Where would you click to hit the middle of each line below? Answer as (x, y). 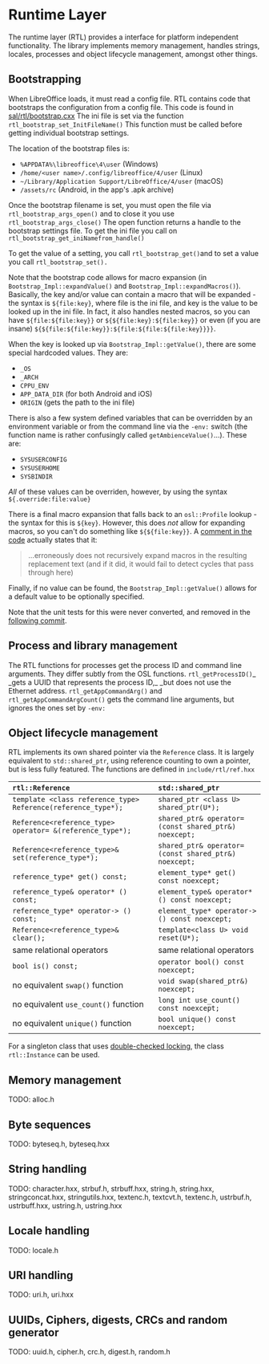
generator (34, 1332)
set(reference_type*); (55, 858)
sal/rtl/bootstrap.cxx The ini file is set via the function (96, 116)
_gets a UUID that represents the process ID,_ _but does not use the (120, 682)
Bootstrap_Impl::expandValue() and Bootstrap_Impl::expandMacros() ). (125, 286)
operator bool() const (201, 962)
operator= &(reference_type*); (72, 831)
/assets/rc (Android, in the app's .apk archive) (97, 189)
